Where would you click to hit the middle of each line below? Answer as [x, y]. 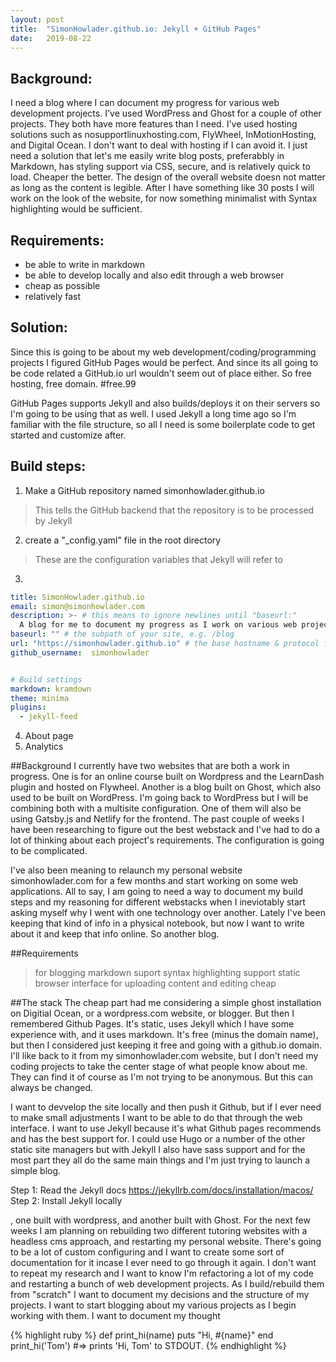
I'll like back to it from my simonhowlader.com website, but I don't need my [164, 1056]
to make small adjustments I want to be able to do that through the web [156, 1118]
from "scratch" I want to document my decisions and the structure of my [160, 1295]
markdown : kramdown [51, 689]
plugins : [28, 707]
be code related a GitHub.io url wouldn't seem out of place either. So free [161, 373]
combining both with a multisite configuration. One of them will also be [156, 808]
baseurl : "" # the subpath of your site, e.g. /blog [122, 634]
